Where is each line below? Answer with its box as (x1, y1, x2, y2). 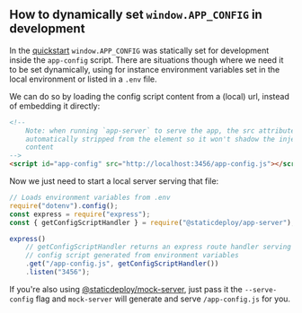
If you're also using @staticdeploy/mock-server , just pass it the (9, 283, 243, 294)
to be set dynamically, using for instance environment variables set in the (9, 64, 280, 74)
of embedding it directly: (9, 100, 101, 111)
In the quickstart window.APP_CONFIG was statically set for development (9, 45, 270, 56)
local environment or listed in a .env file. (9, 74, 157, 84)
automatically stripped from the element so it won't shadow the (25, 135, 276, 143)
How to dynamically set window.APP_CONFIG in (9, 7, 262, 22)
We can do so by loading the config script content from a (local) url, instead (9, 91, 290, 101)
